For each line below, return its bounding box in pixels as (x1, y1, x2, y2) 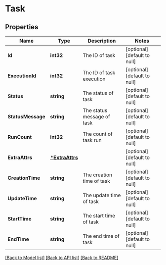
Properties (5, 23, 39, 31)
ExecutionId (7, 72, 37, 79)
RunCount (7, 134, 32, 140)
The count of (83, 131, 113, 137)
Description (87, 38, 116, 44)
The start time (83, 212, 115, 219)
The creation (83, 171, 113, 178)
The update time (83, 192, 121, 199)
